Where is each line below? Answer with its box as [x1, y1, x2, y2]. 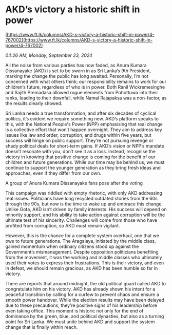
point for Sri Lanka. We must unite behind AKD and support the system [5, 319, 155, 325]
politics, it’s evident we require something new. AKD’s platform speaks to [5, 115, 159, 121]
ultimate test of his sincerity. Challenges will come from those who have [5, 217, 158, 223]
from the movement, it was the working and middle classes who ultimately [5, 254, 163, 260]
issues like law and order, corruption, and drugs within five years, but [5, 132, 151, 138]
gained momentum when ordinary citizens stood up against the [5, 243, 139, 249]
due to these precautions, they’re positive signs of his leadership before [5, 302, 158, 308]
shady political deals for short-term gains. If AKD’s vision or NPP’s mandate [5, 142, 164, 149]
